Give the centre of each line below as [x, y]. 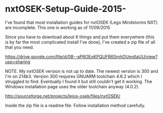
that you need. [19, 47]
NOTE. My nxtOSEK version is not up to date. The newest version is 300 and [81, 71]
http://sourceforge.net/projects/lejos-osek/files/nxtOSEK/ [63, 96]
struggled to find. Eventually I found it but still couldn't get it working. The [79, 81]
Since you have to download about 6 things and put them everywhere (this [80, 37]
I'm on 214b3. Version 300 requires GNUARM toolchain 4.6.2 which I [73, 76]
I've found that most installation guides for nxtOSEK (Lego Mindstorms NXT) [81, 22]
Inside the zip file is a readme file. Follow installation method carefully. [75, 105]
